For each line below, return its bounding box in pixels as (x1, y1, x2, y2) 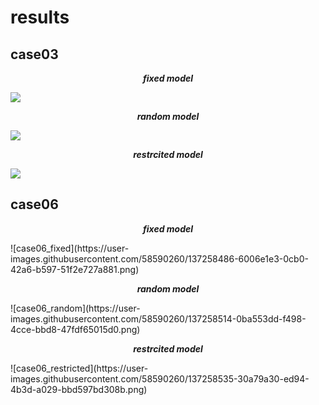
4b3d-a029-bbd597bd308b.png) (10, 383, 148, 395)
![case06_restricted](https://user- (10, 362, 149, 374)
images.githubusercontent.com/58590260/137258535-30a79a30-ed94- (10, 372, 310, 385)
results (10, 6, 70, 29)
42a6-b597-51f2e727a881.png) (10, 263, 140, 275)
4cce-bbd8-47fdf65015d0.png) (10, 323, 141, 335)
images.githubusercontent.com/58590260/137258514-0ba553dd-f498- (10, 312, 307, 325)
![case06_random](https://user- (10, 302, 141, 314)
